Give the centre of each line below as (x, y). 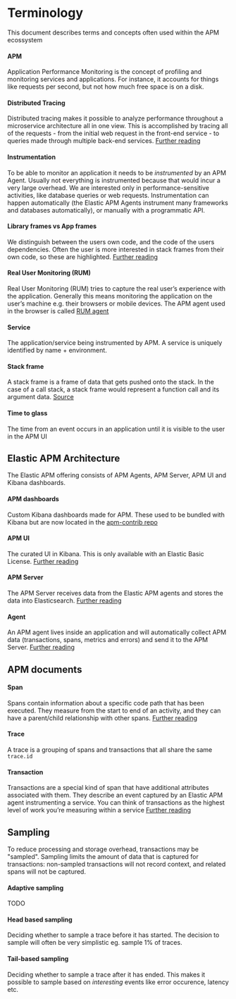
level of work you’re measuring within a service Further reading (99, 810)
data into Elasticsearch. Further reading (64, 601)
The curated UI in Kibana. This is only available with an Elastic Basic (106, 553)
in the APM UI (27, 436)
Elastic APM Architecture (64, 458)
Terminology (45, 13)
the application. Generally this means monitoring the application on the (110, 296)
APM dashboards (33, 498)
